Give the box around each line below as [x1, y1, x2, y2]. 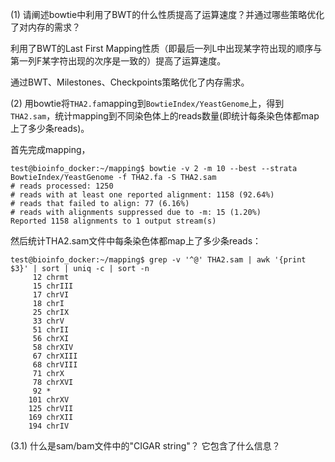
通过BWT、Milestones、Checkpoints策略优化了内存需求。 [10, 76, 250, 88]
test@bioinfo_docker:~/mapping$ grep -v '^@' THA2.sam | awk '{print [10, 255, 307, 265]
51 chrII [32, 325, 70, 335]
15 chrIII [32, 281, 74, 291]
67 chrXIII [32, 351, 78, 361]
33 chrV [32, 316, 65, 326]
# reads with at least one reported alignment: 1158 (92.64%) [10, 190, 275, 200]
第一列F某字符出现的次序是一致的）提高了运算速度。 [10, 55, 227, 67]
